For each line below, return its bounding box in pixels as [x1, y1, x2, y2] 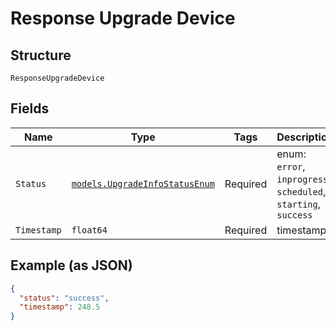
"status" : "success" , [19, 293, 110, 303]
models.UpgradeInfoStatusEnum [71, 178, 215, 189]
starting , [276, 197, 322, 211]
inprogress [276, 173, 329, 185]
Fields [10, 100, 50, 117]
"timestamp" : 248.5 [19, 302, 101, 312]
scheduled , [276, 184, 327, 198]
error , [276, 159, 306, 173]
